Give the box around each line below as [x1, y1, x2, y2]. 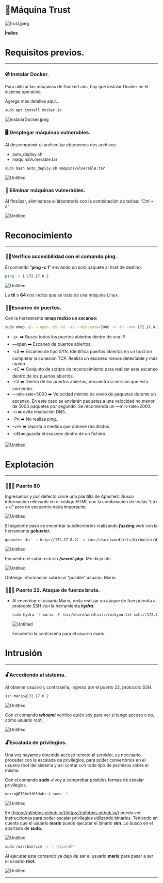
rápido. [12, 360, 27, 366]
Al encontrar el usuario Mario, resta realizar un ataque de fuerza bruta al [12, 598, 157, 604]
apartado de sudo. [5, 825, 43, 831]
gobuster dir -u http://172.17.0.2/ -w [5, 537, 86, 543]
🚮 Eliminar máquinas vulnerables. [5, 187, 86, 194]
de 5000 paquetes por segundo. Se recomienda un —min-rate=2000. [12, 403, 152, 409]
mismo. [5, 767, 20, 773]
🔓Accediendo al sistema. [5, 671, 66, 678]
